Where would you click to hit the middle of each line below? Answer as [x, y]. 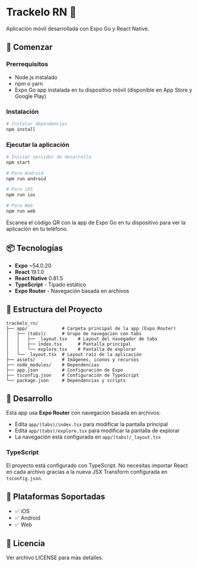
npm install [21, 129]
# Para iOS [20, 190]
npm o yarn [29, 83]
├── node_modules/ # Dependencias [53, 365]
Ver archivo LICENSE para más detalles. [55, 557]
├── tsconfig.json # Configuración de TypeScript [73, 375]
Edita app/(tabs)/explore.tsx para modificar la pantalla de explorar [97, 431]
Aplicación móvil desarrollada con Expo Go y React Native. [78, 29]
